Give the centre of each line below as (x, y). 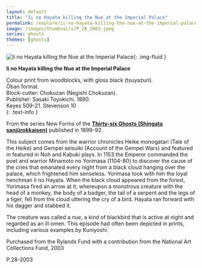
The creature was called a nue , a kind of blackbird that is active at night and (100, 217)
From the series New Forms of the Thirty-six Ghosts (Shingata (85, 123)
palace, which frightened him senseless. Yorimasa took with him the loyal (97, 174)
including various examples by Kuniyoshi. (57, 230)
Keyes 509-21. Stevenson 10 (41, 105)
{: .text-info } (22, 112)
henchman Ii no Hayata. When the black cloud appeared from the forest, (96, 180)
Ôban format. (23, 87)
